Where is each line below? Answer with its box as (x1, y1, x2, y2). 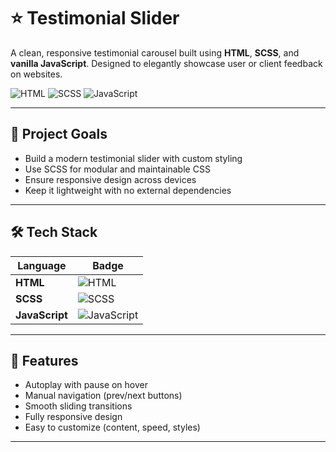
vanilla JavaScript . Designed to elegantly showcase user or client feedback (10, 57, 323, 69)
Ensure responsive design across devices (24, 173, 197, 185)
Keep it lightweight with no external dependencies (24, 184, 232, 196)
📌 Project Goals (10, 126, 108, 143)
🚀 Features (10, 352, 79, 369)
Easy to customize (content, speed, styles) (24, 421, 201, 434)
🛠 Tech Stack (10, 224, 98, 241)
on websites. (10, 68, 63, 80)
